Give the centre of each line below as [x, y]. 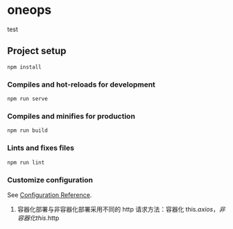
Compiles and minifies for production [71, 116]
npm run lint [26, 162]
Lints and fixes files [41, 148]
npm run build [28, 130]
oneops [29, 10]
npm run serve [28, 99]
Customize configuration [50, 180]
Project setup [37, 51]
